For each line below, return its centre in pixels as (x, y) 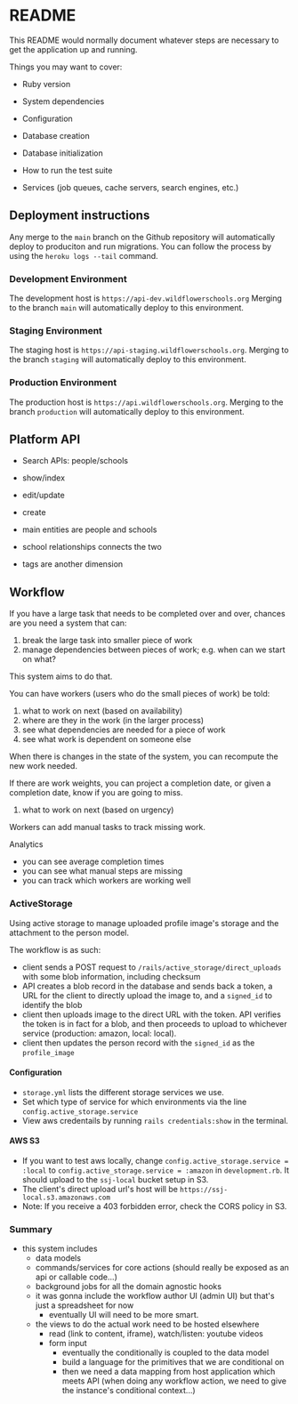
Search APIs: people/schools (75, 461)
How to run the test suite (67, 170)
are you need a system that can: (68, 623)
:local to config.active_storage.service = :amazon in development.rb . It (155, 1170)
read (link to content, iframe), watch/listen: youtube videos (156, 1334)
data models (58, 1258)
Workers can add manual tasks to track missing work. (108, 827)
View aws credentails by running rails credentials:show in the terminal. (155, 1120)
